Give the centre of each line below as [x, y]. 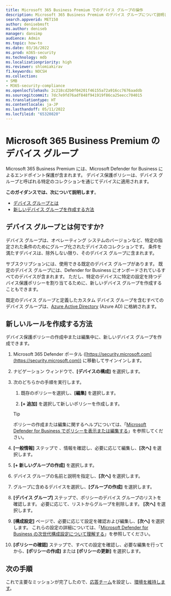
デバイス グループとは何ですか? [55, 227]
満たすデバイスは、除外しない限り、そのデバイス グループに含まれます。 [81, 253]
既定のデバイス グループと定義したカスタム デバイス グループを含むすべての [85, 300]
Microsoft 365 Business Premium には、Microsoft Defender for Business [82, 168]
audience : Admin [23, 39]
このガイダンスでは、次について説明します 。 [52, 192]
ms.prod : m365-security [31, 52]
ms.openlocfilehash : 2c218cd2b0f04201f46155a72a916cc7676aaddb [74, 90]
